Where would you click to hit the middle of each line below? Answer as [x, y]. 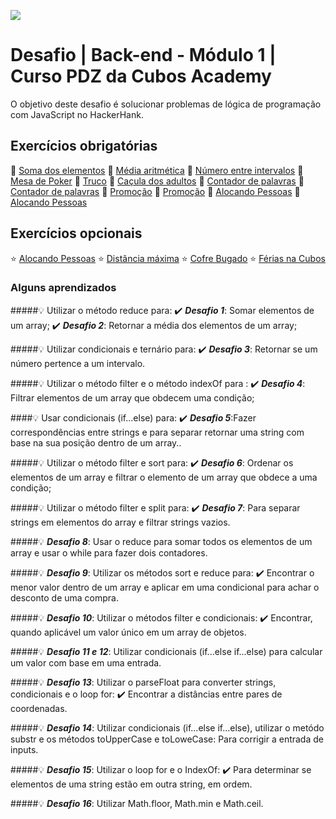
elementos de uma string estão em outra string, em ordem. [131, 784]
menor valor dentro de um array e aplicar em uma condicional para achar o [165, 587]
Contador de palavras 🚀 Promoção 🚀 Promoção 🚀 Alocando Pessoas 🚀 [155, 191]
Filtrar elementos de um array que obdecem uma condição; [132, 397]
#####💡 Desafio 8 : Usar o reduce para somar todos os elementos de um [161, 541]
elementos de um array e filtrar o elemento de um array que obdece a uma [164, 477]
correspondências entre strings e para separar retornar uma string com [157, 432]
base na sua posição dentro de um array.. [96, 442]
